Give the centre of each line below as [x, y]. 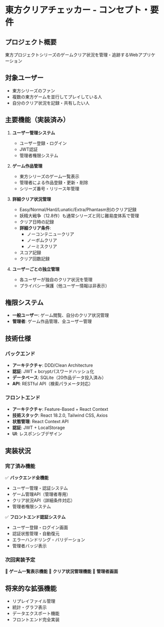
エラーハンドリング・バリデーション [49, 540]
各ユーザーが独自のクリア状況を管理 [56, 279]
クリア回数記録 [35, 258]
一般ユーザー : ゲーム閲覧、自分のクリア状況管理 [60, 315]
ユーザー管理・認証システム [40, 488]
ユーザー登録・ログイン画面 [40, 527]
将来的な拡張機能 [31, 588]
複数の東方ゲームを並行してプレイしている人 [57, 97]
